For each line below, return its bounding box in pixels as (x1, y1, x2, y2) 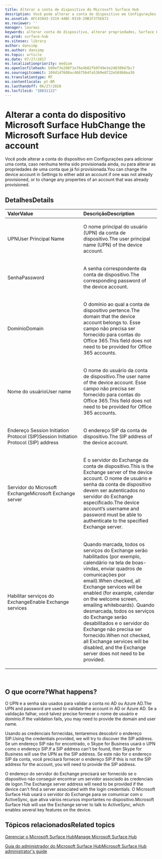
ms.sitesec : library (5, 39, 47, 44)
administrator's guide (5, 848, 47, 854)
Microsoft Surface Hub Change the (5, 119, 146, 130)
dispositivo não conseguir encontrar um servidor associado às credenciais (5, 776, 153, 781)
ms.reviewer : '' (5, 20, 38, 26)
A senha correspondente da (83, 265, 147, 272)
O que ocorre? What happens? (5, 687, 97, 696)
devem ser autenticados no (83, 487, 146, 494)
